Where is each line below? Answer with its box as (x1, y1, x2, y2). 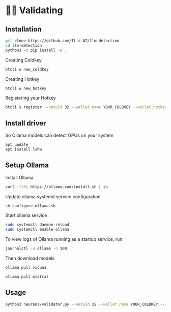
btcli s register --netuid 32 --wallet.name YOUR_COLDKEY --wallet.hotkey (5, 105, 167, 110)
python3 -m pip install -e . (5, 48, 67, 53)
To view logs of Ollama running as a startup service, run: (5, 236, 124, 242)
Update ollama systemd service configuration (5, 193, 101, 200)
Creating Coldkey (5, 57, 42, 63)
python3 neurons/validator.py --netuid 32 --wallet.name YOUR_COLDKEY (5, 302, 158, 307)
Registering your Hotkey (5, 95, 56, 101)
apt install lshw (5, 147, 42, 152)
